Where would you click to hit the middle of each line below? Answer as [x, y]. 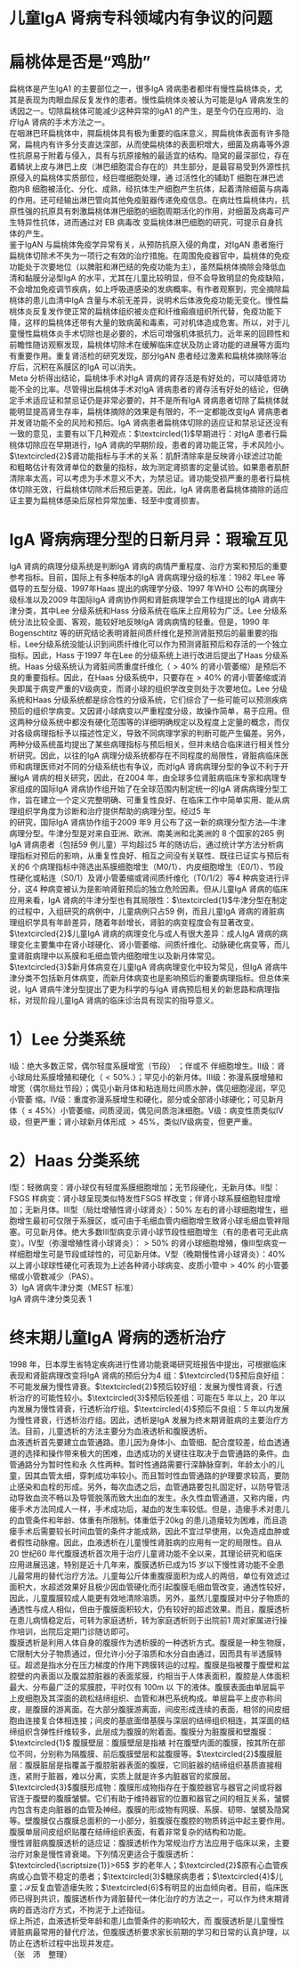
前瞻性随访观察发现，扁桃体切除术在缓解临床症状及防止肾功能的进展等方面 [145, 345]
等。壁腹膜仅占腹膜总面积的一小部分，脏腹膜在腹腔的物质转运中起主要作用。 [149, 1820]
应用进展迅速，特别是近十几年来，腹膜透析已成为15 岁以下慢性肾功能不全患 [147, 1565]
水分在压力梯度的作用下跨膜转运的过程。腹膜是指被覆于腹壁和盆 [173, 1664]
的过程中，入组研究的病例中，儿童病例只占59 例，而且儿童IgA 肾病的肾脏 [143, 911]
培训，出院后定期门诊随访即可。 [75, 1631]
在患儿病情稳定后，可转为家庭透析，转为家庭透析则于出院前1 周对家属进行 [145, 1620]
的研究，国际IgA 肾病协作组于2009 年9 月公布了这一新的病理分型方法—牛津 [148, 822]
